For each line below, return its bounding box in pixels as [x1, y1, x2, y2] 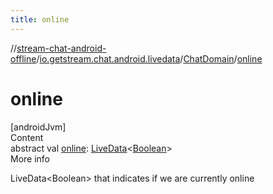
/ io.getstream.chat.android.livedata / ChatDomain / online [36, 52, 263, 65]
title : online [10, 14, 70, 25]
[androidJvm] [10, 121, 67, 133]
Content [10, 131, 44, 143]
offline [10, 52, 37, 65]
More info [10, 152, 51, 165]
